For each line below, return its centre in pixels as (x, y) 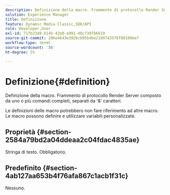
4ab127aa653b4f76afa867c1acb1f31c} (67, 176)
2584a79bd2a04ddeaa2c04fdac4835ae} (73, 140)
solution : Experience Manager (37, 15)
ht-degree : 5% (20, 52)
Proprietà (20, 132)
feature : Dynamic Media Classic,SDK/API (49, 24)
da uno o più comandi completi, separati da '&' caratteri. (64, 101)
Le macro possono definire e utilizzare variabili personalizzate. (70, 116)
